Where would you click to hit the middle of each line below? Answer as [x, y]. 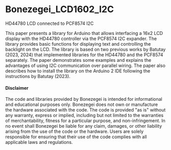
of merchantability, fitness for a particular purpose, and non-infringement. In [85, 121]
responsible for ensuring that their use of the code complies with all [76, 137]
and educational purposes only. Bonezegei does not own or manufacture [82, 104]
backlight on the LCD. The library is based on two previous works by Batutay [85, 49]
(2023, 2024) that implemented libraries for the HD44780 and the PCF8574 [84, 55]
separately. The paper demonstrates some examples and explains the [78, 60]
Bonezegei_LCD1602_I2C [60, 9]
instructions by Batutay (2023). [38, 76]
